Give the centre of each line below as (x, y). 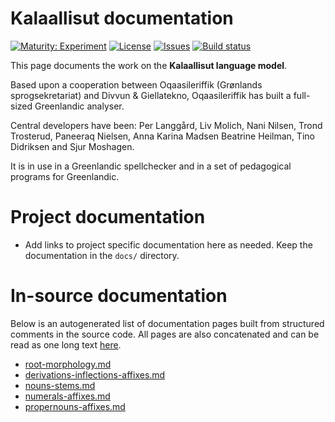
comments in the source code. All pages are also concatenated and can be (165, 334)
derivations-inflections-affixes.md (95, 374)
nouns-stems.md (60, 385)
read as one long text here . (66, 344)
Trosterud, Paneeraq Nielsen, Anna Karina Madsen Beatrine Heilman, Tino (162, 136)
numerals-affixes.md (67, 396)
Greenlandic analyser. (79, 106)
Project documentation (108, 217)
